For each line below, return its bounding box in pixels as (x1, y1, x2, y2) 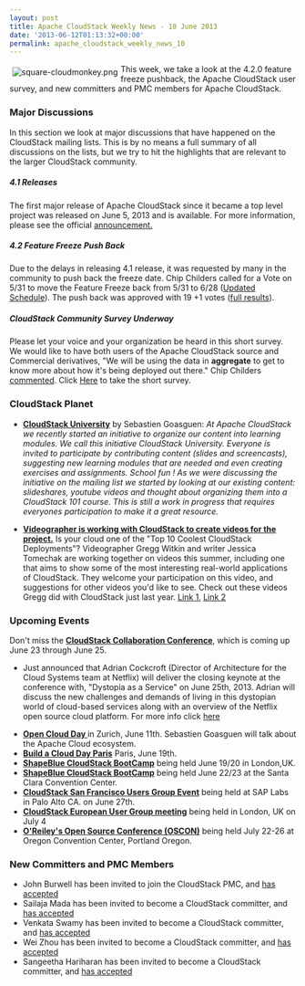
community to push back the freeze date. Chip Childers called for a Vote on (9, 273, 293, 284)
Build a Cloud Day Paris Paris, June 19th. (22, 748, 178, 759)
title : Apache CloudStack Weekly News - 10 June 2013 (9, 22, 219, 31)
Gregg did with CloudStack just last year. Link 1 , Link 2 (22, 591, 227, 603)
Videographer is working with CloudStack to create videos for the (22, 523, 277, 534)
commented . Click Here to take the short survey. (9, 375, 191, 386)
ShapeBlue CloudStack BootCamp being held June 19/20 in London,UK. (22, 758, 296, 769)
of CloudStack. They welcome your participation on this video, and (22, 572, 274, 582)
